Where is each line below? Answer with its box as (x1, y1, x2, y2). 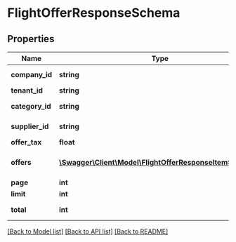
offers (11, 158, 32, 167)
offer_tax (11, 137, 42, 147)
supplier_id (11, 121, 49, 131)
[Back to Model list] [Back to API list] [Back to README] (7, 227, 169, 236)
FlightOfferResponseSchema (7, 5, 181, 21)
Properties (7, 33, 55, 45)
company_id (11, 70, 53, 79)
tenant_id (11, 86, 44, 95)
